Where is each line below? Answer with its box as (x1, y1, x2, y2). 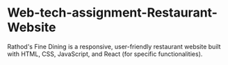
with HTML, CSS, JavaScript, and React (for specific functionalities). (7, 50, 203, 58)
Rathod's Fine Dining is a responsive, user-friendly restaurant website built (7, 42, 221, 50)
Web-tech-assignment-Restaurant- (7, 5, 218, 21)
